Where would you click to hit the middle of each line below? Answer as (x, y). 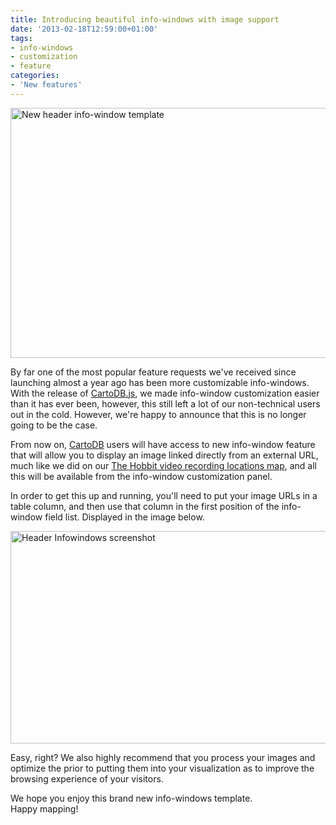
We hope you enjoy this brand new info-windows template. (131, 798)
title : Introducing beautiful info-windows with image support (145, 19)
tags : (21, 38)
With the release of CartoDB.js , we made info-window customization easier (165, 393)
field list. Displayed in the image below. (124, 517)
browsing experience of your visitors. (87, 778)
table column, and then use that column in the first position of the (145, 506)
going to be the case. (54, 425)
